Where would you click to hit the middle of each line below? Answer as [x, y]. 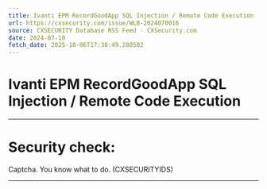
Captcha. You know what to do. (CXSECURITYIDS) [91, 169]
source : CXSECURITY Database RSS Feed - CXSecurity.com [103, 30]
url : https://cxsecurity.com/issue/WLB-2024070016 [94, 23]
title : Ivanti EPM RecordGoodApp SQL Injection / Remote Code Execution [131, 15]
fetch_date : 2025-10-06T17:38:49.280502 [76, 45]
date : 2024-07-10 [37, 38]
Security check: [62, 147]
